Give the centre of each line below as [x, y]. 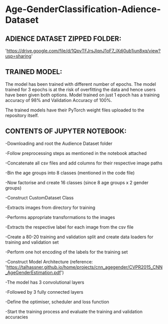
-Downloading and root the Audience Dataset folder [59, 143]
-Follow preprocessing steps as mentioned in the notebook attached [76, 153]
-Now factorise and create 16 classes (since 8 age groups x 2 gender [77, 182]
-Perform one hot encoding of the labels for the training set [67, 252]
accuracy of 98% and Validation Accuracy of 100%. [59, 100]
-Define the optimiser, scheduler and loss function [57, 302]
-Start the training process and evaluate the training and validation [74, 311]
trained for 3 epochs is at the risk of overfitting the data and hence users [80, 89]
